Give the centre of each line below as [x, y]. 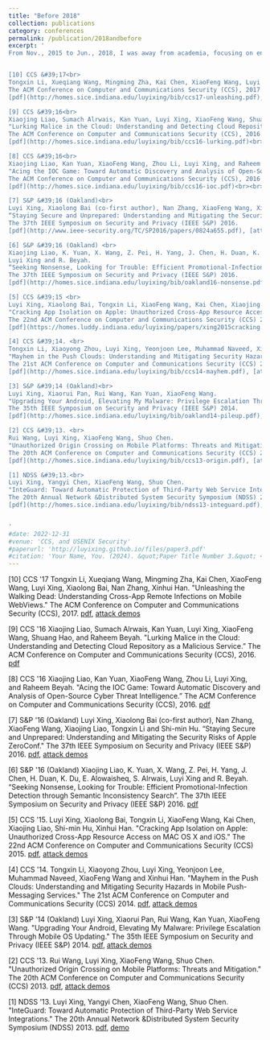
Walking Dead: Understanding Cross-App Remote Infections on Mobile [125, 596]
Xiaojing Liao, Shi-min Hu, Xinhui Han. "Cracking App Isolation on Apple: [128, 828]
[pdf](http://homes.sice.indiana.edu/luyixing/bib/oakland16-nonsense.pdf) [138, 283]
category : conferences [46, 31]
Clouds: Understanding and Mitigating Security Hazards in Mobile [117, 887]
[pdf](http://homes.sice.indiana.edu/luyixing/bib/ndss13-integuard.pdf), [136, 505]
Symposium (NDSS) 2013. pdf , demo [69, 1028]
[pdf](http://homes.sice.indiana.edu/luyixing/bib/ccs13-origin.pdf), [129, 460]
